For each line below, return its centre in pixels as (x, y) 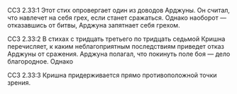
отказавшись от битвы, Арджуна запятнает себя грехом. (94, 25)
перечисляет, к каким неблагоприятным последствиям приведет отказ (116, 46)
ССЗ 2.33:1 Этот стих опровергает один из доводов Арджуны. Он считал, (119, 10)
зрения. (19, 83)
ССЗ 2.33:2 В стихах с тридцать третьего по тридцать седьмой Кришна (116, 39)
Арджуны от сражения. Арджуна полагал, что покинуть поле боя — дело (119, 54)
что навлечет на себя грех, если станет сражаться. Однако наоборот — (117, 18)
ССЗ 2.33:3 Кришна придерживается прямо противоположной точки (112, 75)
